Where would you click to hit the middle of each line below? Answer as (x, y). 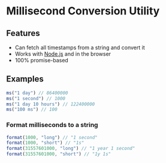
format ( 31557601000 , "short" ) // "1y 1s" (59, 154)
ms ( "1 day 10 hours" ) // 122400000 (51, 104)
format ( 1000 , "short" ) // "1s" (45, 143)
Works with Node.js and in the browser (63, 54)
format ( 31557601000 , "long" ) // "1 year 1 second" (71, 149)
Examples (25, 79)
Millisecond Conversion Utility (83, 11)
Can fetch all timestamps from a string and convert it (80, 47)
